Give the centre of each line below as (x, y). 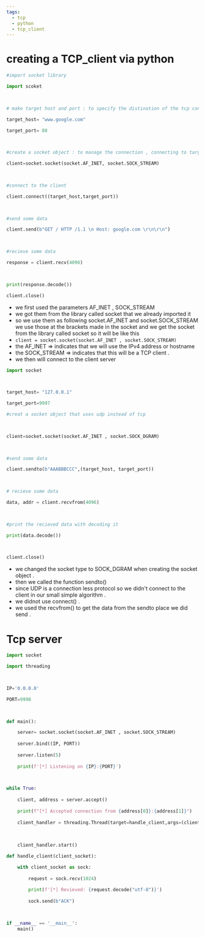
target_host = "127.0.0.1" (39, 392)
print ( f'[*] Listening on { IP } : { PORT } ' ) (69, 766)
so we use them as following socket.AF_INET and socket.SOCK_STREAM (106, 320)
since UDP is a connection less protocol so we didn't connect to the (100, 589)
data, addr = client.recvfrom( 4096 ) (53, 503)
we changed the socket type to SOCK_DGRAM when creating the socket (106, 569)
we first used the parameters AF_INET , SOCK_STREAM (85, 307)
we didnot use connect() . (48, 601)
